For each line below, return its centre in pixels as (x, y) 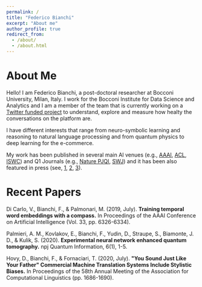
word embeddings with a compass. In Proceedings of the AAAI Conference (101, 215)
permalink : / (23, 12)
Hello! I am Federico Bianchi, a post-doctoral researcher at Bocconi (90, 92)
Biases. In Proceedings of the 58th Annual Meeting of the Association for (97, 271)
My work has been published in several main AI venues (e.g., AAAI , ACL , (96, 155)
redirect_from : (25, 35)
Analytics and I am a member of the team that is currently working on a (95, 105)
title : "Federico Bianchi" (40, 18)
